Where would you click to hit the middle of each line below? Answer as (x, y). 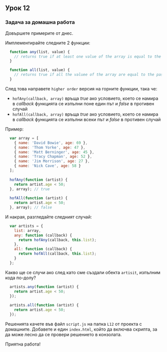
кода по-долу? (21, 278)
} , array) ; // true (30, 189)
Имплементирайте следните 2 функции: (48, 43)
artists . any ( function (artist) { (44, 287)
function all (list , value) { (40, 70)
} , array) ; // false (31, 208)
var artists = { (26, 226)
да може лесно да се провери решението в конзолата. (63, 334)
